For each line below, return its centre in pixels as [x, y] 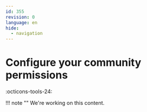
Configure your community [73, 63]
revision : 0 [20, 17]
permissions [37, 75]
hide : [12, 28]
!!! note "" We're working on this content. [55, 103]
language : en [22, 22]
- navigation [27, 34]
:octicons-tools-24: [29, 91]
